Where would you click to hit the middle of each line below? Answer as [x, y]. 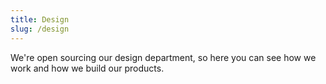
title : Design [40, 19]
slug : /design [40, 29]
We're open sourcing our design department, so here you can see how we [163, 57]
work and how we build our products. [87, 68]
